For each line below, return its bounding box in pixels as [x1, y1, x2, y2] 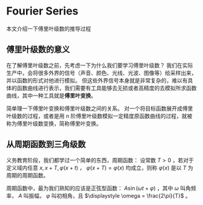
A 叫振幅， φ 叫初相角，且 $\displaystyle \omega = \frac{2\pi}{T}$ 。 [18, 192, 192, 199]
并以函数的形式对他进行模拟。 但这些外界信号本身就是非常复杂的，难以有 [6, 77, 188, 84]
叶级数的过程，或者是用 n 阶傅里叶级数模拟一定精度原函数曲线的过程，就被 [6, 112, 193, 119]
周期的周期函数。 [6, 171, 49, 179]
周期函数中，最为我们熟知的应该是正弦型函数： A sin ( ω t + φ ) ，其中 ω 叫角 [6, 184, 192, 192]
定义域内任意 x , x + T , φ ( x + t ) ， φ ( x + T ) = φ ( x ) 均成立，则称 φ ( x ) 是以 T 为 [6, 164, 193, 171]
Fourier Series [6, 4, 79, 18]
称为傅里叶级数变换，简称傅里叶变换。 [6, 120, 101, 127]
